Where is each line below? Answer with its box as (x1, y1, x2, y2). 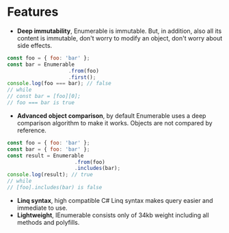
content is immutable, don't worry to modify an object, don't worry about (16, 34, 223, 42)
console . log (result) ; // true (7, 171, 94, 178)
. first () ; (68, 73, 96, 81)
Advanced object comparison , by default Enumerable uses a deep (16, 111, 206, 120)
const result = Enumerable (7, 152, 84, 159)
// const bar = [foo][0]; (7, 93, 81, 100)
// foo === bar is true (7, 99, 75, 106)
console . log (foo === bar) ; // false (7, 80, 111, 87)
